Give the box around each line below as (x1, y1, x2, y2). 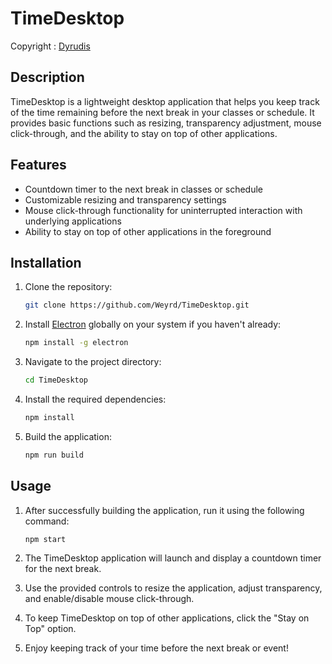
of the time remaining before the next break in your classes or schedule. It (10, 106, 315, 118)
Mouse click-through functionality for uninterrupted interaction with (24, 204, 303, 216)
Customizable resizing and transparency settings (24, 193, 227, 206)
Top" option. (24, 623, 77, 635)
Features (10, 157, 67, 174)
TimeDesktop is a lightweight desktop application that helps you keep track (10, 95, 320, 107)
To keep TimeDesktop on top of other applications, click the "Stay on (24, 612, 310, 624)
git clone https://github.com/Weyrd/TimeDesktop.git (24, 300, 250, 311)
